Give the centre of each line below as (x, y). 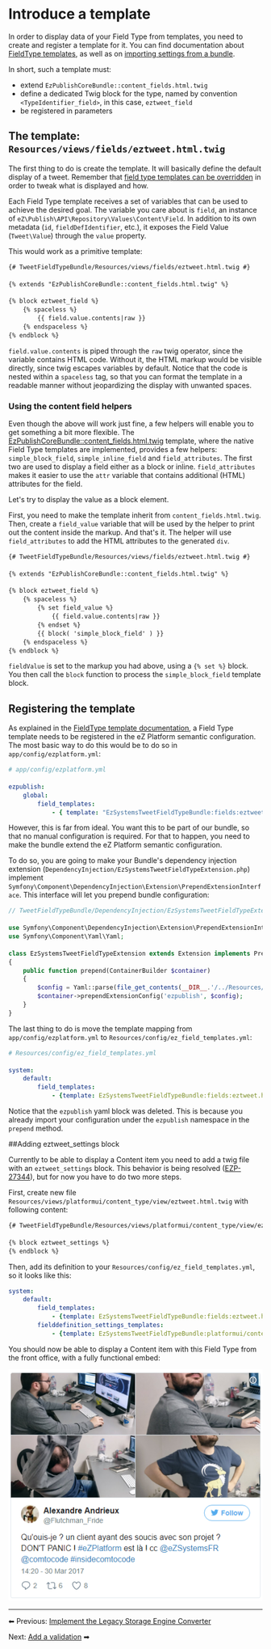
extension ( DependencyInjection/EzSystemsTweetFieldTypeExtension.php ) (129, 869)
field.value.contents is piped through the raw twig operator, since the (126, 351)
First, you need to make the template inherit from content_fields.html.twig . (135, 515)
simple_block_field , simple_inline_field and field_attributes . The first (130, 458)
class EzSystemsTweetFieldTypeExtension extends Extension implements (129, 953)
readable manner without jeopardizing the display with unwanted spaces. (130, 385)
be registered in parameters (66, 111)
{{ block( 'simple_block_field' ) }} (100, 633)
